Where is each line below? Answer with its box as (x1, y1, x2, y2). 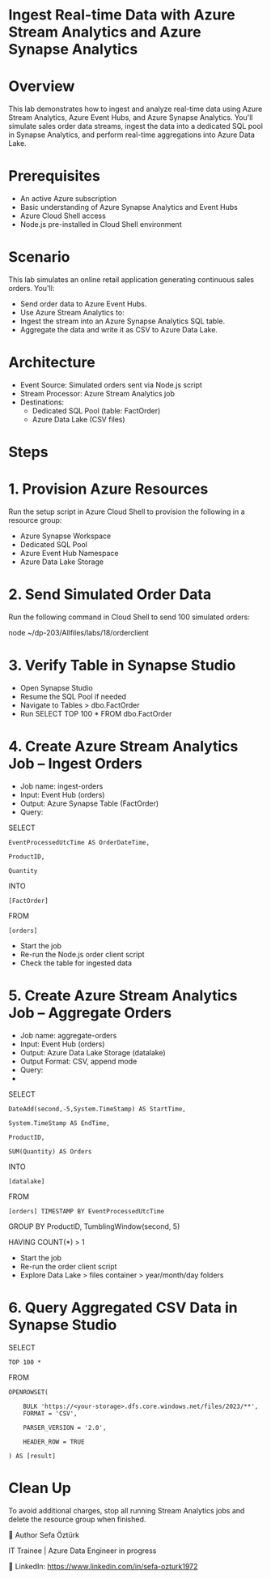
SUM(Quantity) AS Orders (8, 1147, 92, 1156)
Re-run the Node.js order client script (19, 949, 145, 959)
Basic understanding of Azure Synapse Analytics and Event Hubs (19, 203, 239, 212)
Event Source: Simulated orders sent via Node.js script (19, 379, 202, 390)
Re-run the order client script (19, 1261, 117, 1271)
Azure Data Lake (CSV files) (32, 414, 125, 424)
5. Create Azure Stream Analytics (8, 986, 238, 1005)
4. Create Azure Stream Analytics (8, 738, 239, 755)
